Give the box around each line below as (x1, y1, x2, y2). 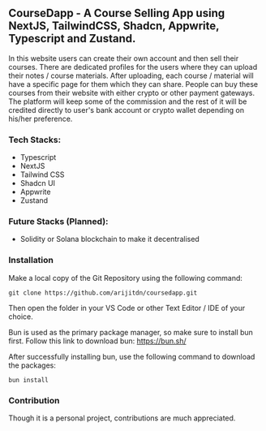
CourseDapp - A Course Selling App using (8, 6, 225, 20)
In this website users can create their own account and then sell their (8, 53, 239, 63)
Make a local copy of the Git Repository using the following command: (8, 273, 243, 282)
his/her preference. (8, 114, 73, 123)
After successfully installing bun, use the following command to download (8, 351, 255, 361)
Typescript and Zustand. (8, 32, 136, 45)
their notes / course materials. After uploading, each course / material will (8, 71, 254, 80)
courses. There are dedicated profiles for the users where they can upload (8, 62, 258, 71)
